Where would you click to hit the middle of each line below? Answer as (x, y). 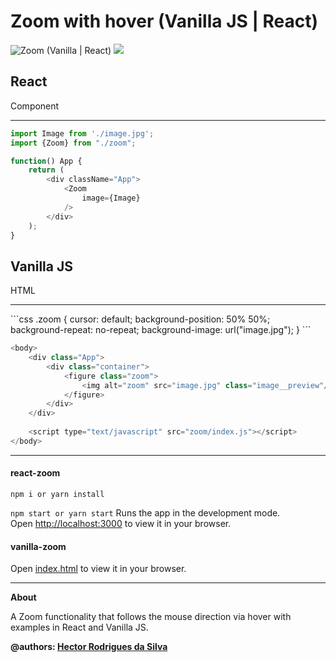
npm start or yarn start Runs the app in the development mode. (145, 513)
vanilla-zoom (38, 546)
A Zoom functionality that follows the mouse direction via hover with (151, 617)
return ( (46, 170)
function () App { (46, 161)
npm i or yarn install (57, 495)
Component (35, 106)
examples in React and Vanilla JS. (79, 627)
